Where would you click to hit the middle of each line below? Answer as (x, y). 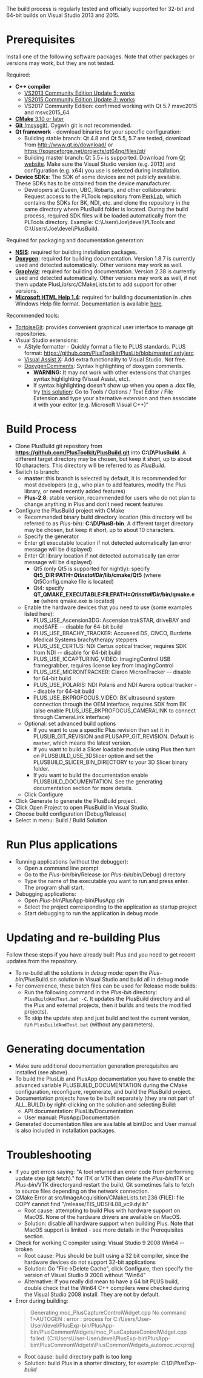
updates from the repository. (42, 961)
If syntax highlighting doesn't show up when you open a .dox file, (115, 385)
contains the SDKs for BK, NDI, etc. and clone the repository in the (107, 202)
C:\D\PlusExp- (179, 1363)
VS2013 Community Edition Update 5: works (79, 93)
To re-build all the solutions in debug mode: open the (81, 973)
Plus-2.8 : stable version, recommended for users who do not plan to (110, 497)
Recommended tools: (33, 315)
